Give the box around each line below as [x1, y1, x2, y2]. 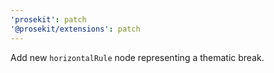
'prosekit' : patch [10, 14, 87, 25]
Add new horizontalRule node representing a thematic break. [10, 51, 265, 63]
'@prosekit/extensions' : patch [10, 24, 141, 34]
